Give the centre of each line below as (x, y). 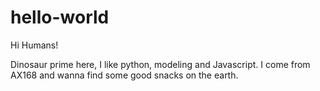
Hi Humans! (34, 45)
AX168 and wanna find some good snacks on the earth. (124, 75)
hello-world (60, 17)
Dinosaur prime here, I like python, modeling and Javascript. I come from (160, 64)
